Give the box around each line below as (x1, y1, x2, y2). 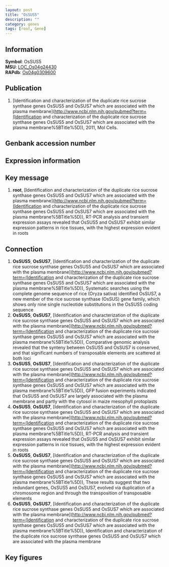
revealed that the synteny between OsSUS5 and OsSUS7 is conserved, (12, 344, 160, 350)
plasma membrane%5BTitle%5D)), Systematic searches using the (12, 285, 150, 292)
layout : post (5, 7, 33, 13)
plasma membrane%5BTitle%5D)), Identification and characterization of (12, 528, 163, 534)
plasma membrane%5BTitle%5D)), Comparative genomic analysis (12, 339, 150, 345)
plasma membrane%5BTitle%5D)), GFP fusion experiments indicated (12, 387, 156, 394)
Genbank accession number (5, 139, 96, 148)
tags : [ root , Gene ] (5, 26, 46, 31)
